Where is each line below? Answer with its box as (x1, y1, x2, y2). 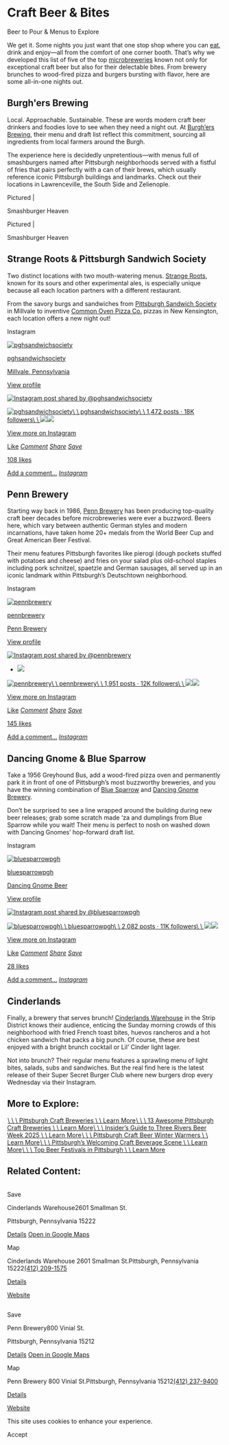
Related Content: (7, 1165, 81, 1177)
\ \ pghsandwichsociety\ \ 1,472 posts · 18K (72, 407, 195, 415)
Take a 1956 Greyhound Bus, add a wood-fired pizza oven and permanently (7, 771, 221, 780)
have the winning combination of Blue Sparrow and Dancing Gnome (7, 786, 199, 794)
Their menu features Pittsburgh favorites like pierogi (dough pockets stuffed (7, 549, 221, 558)
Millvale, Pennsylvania (7, 367, 70, 375)
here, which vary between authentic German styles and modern (7, 521, 187, 530)
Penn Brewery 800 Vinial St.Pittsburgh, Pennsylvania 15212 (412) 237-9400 (7, 1377, 218, 1385)
